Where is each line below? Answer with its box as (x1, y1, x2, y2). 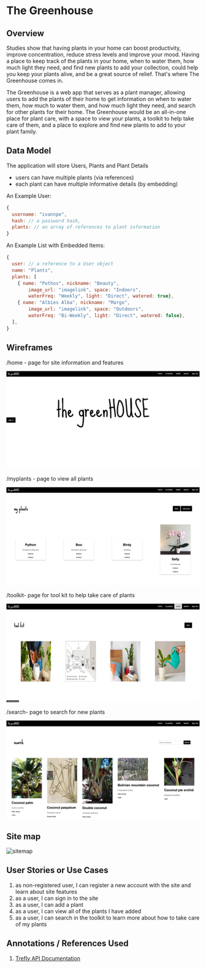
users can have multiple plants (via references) (15, 173, 134, 181)
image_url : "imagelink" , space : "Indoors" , (28, 286, 141, 293)
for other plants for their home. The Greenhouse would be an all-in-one (6, 109, 186, 115)
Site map (6, 831, 41, 842)
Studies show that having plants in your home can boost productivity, (6, 44, 181, 51)
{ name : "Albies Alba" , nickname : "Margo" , (17, 300, 131, 306)
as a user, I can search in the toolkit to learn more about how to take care (15, 914, 200, 921)
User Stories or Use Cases (6, 865, 109, 875)
